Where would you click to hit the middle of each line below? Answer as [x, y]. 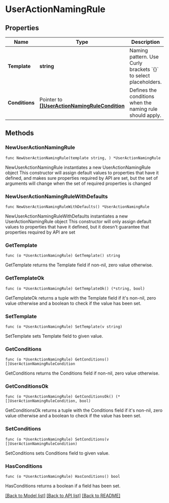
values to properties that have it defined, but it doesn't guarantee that [77, 227]
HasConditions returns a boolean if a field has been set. [63, 486]
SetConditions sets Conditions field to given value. [57, 453]
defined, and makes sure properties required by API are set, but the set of [82, 178]
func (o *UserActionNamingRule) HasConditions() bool [63, 477]
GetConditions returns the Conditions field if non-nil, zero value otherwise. [82, 373]
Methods [20, 133]
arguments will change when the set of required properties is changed [78, 183]
